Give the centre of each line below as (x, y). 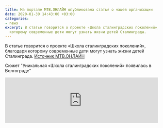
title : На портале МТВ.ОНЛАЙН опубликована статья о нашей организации (79, 9)
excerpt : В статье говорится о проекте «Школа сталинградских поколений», (82, 28)
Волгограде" (18, 71)
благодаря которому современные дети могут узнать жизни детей (75, 51)
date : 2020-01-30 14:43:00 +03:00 (40, 14)
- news (12, 23)
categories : (17, 18)
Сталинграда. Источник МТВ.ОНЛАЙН (45, 56)
